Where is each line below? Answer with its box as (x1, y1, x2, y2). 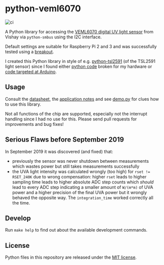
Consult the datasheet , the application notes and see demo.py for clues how (5, 96, 159, 102)
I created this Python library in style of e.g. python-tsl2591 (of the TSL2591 (5, 58, 156, 64)
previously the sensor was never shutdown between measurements (12, 158, 149, 164)
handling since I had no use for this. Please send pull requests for (5, 116, 137, 122)
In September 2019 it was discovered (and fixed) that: (5, 148, 114, 154)
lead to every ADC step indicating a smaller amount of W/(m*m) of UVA (12, 184, 153, 190)
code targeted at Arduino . (5, 68, 57, 74)
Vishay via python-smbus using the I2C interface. (5, 34, 102, 40)
